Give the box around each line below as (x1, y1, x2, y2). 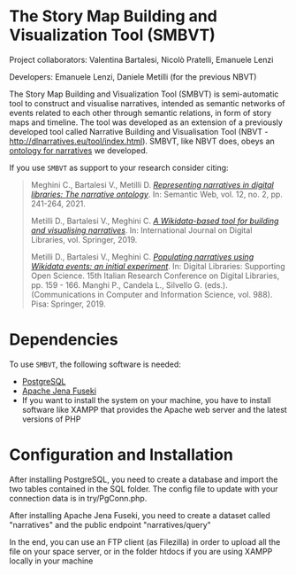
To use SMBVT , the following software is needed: (9, 359, 181, 369)
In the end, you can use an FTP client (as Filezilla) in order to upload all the (9, 536, 281, 547)
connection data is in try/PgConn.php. (9, 493, 148, 503)
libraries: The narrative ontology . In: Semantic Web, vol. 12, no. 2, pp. (30, 189, 283, 199)
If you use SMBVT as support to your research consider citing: (9, 162, 229, 173)
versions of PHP (21, 414, 81, 424)
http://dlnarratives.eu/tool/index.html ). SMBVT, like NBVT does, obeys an (9, 136, 276, 146)
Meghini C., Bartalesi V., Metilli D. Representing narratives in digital (30, 179, 274, 190)
